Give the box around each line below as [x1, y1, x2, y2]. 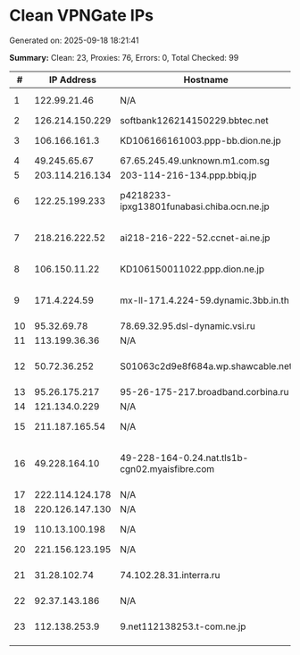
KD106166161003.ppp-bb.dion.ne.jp [120, 134, 281, 147]
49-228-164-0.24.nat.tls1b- [120, 451, 249, 464]
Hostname [183, 73, 229, 86]
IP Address [48, 73, 96, 86]
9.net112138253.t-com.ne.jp [120, 620, 246, 633]
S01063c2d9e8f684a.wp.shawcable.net [120, 359, 293, 372]
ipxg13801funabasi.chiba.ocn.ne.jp [120, 200, 270, 213]
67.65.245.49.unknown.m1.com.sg [120, 154, 270, 166]
